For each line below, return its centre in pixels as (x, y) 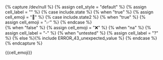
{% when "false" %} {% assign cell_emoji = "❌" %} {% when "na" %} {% (78, 28)
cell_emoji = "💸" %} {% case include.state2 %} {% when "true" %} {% (75, 17)
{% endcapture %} (24, 43)
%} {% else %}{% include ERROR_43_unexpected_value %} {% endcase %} (81, 38)
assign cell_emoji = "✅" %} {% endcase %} (49, 22)
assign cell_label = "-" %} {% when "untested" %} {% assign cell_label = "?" (82, 33)
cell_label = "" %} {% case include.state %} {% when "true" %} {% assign (79, 12)
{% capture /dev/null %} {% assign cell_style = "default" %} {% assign (76, 7)
